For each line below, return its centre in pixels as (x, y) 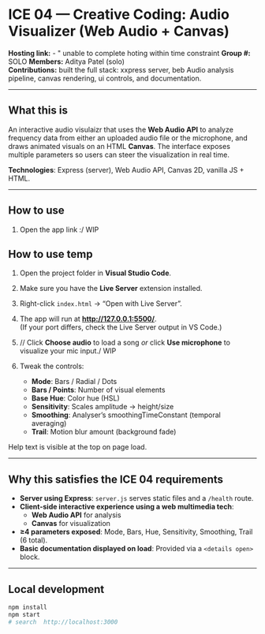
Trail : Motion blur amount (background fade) (104, 432)
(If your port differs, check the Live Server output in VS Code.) (121, 327)
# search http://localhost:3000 (63, 622)
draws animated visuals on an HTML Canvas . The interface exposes (119, 146)
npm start (24, 614)
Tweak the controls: (52, 366)
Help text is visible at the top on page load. (78, 447)
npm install (28, 607)
